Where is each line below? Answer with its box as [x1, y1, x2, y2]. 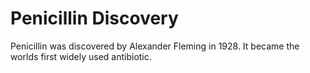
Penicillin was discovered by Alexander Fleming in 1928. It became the [10, 40, 300, 52]
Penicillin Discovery [10, 7, 179, 30]
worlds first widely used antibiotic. [10, 50, 152, 62]
